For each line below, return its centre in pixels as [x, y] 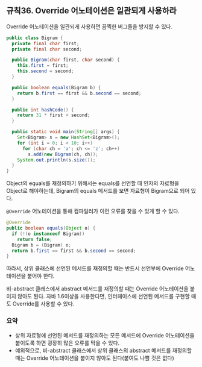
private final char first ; [46, 43]
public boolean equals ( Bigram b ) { [56, 87]
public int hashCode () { [43, 110]
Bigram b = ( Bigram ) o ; [41, 245]
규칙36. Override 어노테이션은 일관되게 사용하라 [91, 11]
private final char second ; [47, 49]
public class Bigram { [35, 38]
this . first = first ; [43, 66]
